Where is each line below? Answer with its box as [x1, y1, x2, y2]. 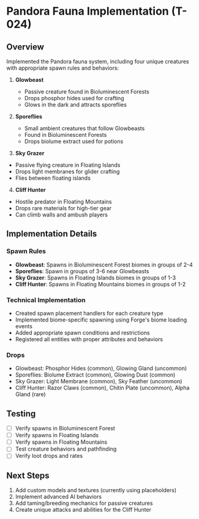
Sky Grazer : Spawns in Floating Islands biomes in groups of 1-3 [15, 274, 176, 281]
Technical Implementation [6, 295, 86, 304]
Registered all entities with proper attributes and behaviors [15, 335, 163, 343]
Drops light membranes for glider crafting [15, 168, 120, 175]
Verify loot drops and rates [15, 452, 83, 460]
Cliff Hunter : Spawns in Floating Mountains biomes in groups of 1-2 [15, 280, 186, 288]
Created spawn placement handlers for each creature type [15, 309, 163, 317]
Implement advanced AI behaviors [15, 493, 102, 501]
